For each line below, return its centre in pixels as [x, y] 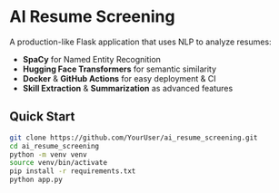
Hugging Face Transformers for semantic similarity [119, 69]
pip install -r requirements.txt [73, 171]
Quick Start [42, 116]
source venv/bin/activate [58, 163]
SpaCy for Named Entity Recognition [92, 59]
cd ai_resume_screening [55, 146]
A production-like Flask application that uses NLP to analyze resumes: [140, 42]
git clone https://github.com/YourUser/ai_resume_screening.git [134, 138]
